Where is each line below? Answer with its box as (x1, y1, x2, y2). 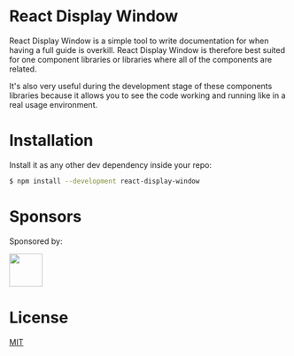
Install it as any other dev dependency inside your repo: (9, 159, 213, 170)
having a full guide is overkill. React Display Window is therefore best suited (9, 44, 286, 55)
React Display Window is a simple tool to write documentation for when (9, 35, 269, 46)
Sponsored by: (9, 236, 63, 246)
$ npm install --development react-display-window (9, 177, 200, 186)
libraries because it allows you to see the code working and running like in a (9, 90, 286, 101)
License (9, 307, 69, 328)
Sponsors (9, 206, 82, 226)
